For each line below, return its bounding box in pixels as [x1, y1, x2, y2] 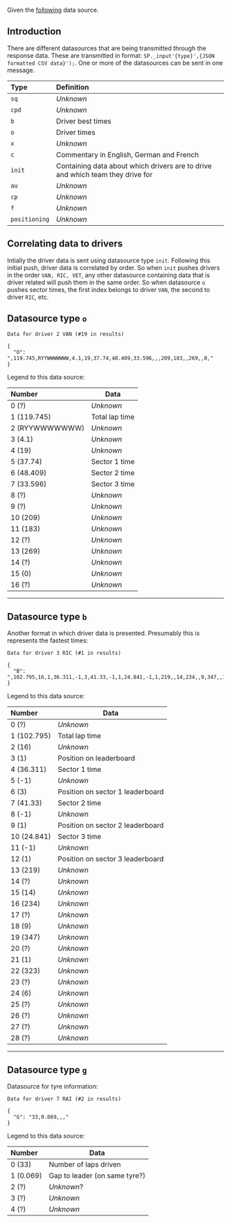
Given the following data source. [7, 6, 99, 14]
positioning [10, 215, 50, 223]
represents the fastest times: [7, 636, 89, 645]
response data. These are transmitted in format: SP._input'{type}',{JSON [7, 51, 215, 59]
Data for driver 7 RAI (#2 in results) [7, 1096, 122, 1102]
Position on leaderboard [57, 753, 135, 763]
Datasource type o [7, 313, 87, 324]
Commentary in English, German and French [56, 149, 199, 159]
